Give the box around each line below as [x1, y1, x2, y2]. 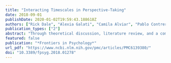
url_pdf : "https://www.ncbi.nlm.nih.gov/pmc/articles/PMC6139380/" [5, 45, 152, 50]
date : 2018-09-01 [5, 12, 42, 17]
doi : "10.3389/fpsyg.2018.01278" [5, 50, 76, 55]
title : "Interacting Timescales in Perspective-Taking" [5, 7, 126, 13]
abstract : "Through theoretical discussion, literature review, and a [5, 31, 158, 36]
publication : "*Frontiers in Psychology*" [5, 41, 97, 46]
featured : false [5, 36, 40, 41]
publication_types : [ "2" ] [5, 26, 60, 31]
